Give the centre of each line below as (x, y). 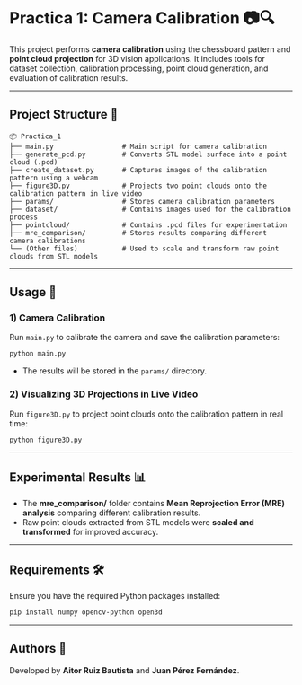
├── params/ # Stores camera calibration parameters (142, 201)
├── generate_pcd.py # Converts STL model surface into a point (148, 154)
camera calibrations (48, 241)
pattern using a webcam (54, 178)
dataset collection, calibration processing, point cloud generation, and (139, 68)
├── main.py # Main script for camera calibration (138, 146)
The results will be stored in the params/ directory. (115, 371)
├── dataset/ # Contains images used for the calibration (151, 209)
